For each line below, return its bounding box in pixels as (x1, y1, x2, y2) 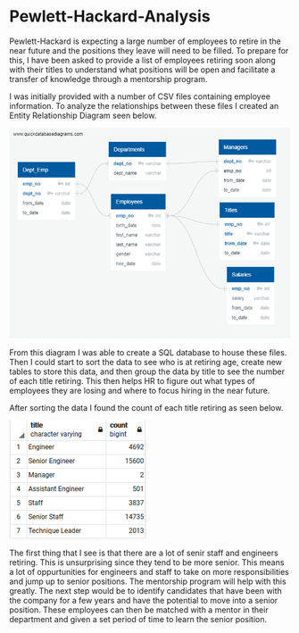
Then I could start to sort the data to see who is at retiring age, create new (9, 356, 283, 367)
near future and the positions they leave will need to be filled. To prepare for (9, 45, 289, 55)
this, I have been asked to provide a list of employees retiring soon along (9, 54, 277, 65)
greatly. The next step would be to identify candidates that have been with (9, 585, 283, 596)
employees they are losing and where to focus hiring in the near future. (9, 385, 270, 396)
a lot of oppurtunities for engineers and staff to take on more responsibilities (9, 566, 290, 577)
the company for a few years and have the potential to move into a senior (9, 595, 278, 605)
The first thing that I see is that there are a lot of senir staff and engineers (9, 547, 278, 558)
